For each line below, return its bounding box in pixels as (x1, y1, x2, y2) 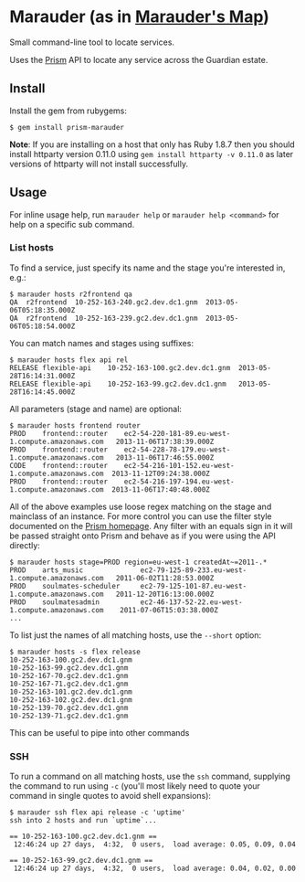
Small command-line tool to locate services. (9, 37, 175, 48)
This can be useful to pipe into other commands (9, 727, 190, 738)
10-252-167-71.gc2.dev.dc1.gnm (9, 679, 129, 688)
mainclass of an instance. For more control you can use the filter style (9, 510, 272, 522)
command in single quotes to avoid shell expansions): (9, 791, 212, 802)
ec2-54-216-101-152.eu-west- (123, 461, 235, 470)
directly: (9, 539, 41, 550)
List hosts (9, 241, 55, 254)
